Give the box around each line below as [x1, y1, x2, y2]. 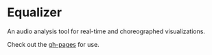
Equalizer [7, 5, 62, 20]
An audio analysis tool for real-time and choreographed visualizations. [7, 27, 206, 35]
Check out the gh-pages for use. [7, 40, 99, 48]
